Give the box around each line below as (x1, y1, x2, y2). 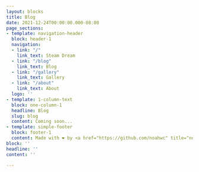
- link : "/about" (11, 80, 54, 86)
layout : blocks (6, 8, 44, 15)
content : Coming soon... (11, 119, 73, 125)
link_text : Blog (17, 63, 57, 70)
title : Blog (6, 14, 36, 20)
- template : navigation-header (6, 31, 84, 37)
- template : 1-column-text (6, 96, 73, 102)
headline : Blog (11, 108, 49, 113)
